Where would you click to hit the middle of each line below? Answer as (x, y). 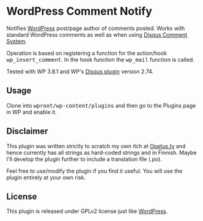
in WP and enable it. (31, 112)
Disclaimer (27, 131)
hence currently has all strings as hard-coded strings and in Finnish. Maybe (102, 152)
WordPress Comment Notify (79, 11)
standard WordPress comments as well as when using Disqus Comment (97, 34)
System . (17, 41)
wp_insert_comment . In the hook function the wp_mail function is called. (100, 59)
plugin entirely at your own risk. (46, 177)
